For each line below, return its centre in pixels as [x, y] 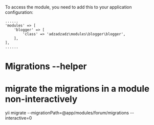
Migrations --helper [46, 66]
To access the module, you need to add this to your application [68, 7]
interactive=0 [19, 118]
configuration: [19, 12]
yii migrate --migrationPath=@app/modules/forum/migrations [67, 113]
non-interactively [41, 99]
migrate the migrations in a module [77, 89]
